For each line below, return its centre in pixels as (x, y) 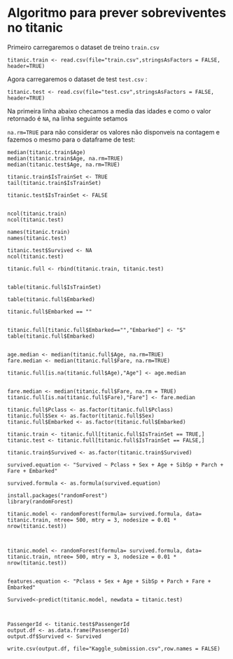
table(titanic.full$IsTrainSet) (54, 287)
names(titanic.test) (37, 238)
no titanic (35, 28)
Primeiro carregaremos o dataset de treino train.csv (83, 47)
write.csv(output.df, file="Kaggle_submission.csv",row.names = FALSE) (114, 648)
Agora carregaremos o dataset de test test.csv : (77, 79)
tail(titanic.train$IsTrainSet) (54, 183)
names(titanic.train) (39, 232)
